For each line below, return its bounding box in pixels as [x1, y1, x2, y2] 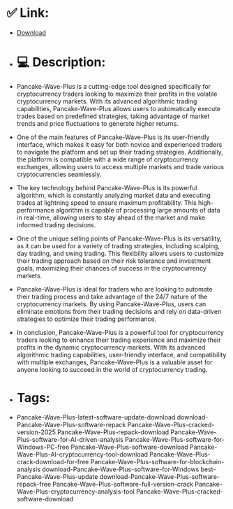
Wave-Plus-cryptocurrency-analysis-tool [16, 487, 135, 496]
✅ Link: [6, 5, 50, 21]
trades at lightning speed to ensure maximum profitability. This [16, 198, 197, 207]
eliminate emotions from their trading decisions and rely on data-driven [16, 307, 222, 315]
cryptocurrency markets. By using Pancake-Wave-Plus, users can [16, 299, 206, 308]
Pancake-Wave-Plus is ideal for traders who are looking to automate [16, 285, 213, 293]
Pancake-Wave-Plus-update [16, 472, 98, 480]
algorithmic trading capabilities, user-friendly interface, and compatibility [16, 350, 227, 359]
